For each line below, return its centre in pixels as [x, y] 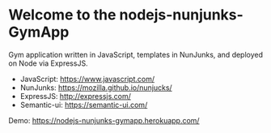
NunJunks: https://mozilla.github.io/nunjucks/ [96, 88]
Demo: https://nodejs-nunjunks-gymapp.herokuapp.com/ [104, 120]
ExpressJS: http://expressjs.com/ [76, 96]
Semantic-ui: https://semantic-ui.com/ [84, 105]
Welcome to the [62, 15]
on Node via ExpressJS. [48, 63]
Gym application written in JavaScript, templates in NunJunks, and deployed [136, 54]
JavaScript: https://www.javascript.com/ [87, 79]
